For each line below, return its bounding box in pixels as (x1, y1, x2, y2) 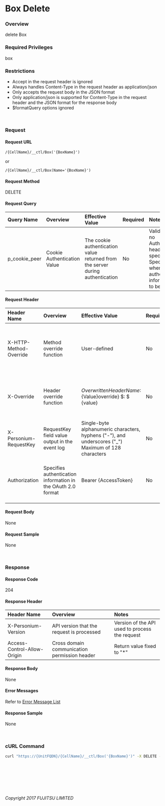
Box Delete (5, 3, 50, 14)
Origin (7, 652, 22, 659)
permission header (52, 652, 96, 659)
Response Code (5, 576, 38, 582)
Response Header (5, 598, 43, 604)
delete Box (5, 32, 27, 37)
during (84, 267, 100, 274)
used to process (114, 625, 151, 632)
